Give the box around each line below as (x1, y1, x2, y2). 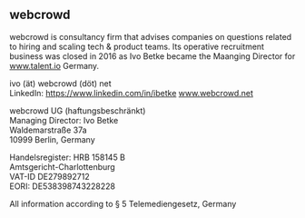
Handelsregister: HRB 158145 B (9, 152, 125, 163)
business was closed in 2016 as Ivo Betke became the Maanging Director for (9, 50, 296, 62)
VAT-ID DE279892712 (9, 171, 90, 182)
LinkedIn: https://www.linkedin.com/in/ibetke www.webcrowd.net (9, 87, 254, 98)
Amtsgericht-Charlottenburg (9, 161, 115, 172)
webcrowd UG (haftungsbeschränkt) (9, 104, 146, 116)
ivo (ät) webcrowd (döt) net (9, 77, 112, 89)
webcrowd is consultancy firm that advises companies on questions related (9, 31, 292, 42)
